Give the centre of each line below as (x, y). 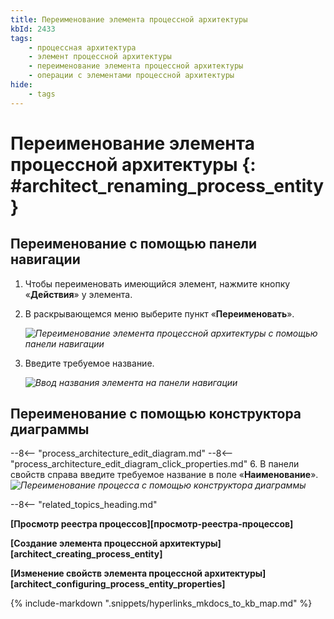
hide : (21, 85)
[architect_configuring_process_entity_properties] (118, 584)
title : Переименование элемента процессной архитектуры (129, 19)
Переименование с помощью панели (134, 244)
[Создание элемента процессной (84, 543)
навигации (45, 259)
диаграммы (50, 429)
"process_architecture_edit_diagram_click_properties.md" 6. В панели (155, 464)
